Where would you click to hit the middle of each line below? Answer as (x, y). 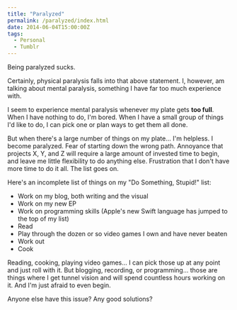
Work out (31, 241)
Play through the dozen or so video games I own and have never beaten (122, 234)
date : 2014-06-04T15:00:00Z (49, 27)
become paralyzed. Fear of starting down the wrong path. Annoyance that (115, 146)
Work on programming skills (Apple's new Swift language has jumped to (122, 211)
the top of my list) (43, 218)
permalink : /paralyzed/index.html (58, 21)
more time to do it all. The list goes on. (63, 168)
